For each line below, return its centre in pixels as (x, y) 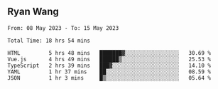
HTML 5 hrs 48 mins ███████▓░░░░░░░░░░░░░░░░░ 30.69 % (109, 53)
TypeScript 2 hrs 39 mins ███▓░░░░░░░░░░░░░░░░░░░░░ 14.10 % (109, 66)
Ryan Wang (33, 12)
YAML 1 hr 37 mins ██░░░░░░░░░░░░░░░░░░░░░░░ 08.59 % (109, 72)
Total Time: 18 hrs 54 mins (49, 41)
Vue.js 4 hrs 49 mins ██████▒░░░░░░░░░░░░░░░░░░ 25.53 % (109, 59)
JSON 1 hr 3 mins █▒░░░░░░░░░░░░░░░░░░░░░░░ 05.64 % (109, 78)
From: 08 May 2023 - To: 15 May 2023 (63, 28)
